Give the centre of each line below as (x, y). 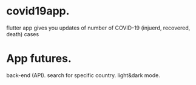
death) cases (23, 34)
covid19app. (38, 11)
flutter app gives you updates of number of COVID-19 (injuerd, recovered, (98, 28)
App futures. (39, 59)
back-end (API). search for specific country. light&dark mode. (83, 75)
